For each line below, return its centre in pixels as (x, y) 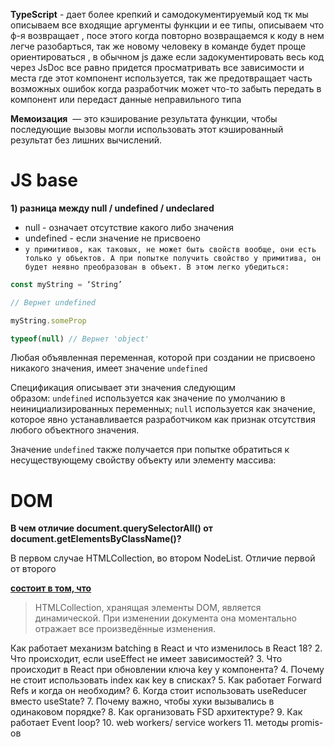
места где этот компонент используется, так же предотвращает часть (161, 78)
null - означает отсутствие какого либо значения (129, 227)
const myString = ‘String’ (66, 284)
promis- (307, 723)
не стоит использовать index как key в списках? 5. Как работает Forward (166, 680)
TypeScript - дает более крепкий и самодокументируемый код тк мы (159, 14)
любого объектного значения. (75, 430)
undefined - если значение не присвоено (112, 238)
